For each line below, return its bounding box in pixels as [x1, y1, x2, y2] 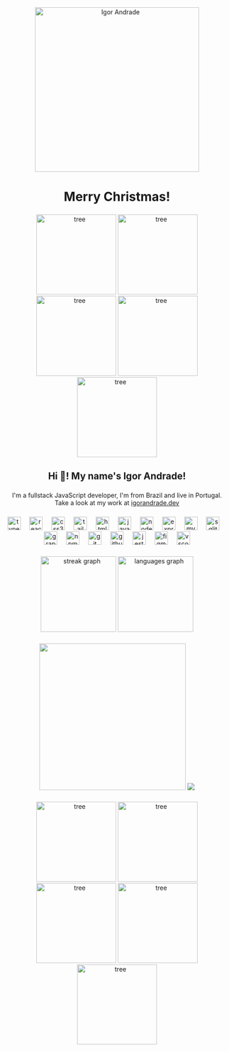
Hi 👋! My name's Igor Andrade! [48, 469, 186, 482]
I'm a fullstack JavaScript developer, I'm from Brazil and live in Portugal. [11, 491, 223, 500]
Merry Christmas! [64, 188, 170, 205]
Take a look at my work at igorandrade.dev [54, 499, 180, 507]
